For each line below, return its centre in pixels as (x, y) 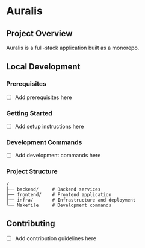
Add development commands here (58, 156)
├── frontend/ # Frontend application (59, 194)
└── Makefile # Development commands (59, 205)
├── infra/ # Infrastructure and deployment (71, 200)
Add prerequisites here (43, 97)
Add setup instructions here (49, 126)
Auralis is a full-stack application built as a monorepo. (73, 48)
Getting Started (29, 113)
